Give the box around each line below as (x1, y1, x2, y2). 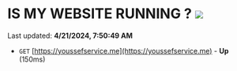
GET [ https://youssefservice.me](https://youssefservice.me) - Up (18, 46, 229, 55)
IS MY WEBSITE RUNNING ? (7, 5, 193, 23)
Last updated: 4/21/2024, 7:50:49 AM (7, 31, 134, 40)
